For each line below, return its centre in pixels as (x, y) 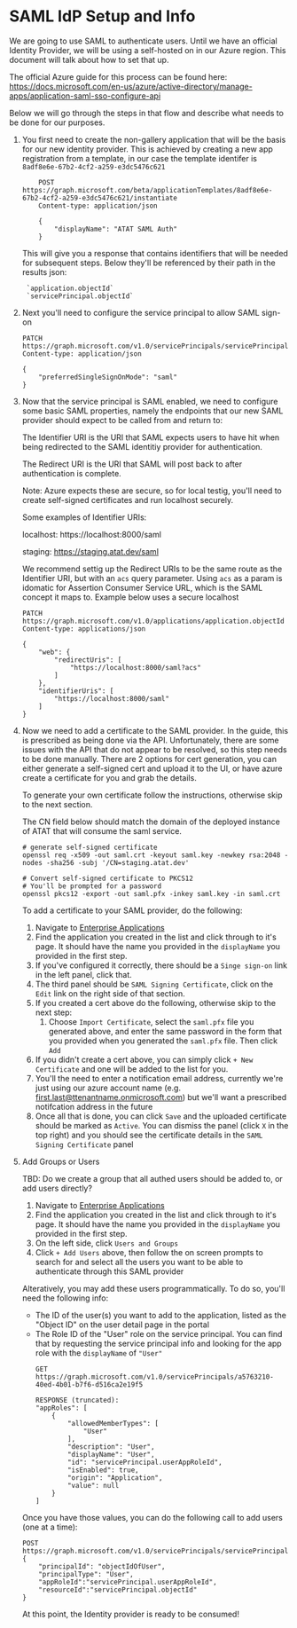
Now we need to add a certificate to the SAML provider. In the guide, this (155, 730)
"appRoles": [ (61, 1408)
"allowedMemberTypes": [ (113, 1423)
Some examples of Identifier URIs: (84, 517)
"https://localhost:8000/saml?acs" (135, 667)
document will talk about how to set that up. (89, 59)
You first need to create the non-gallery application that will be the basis (154, 139)
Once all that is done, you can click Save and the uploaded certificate (161, 1116)
